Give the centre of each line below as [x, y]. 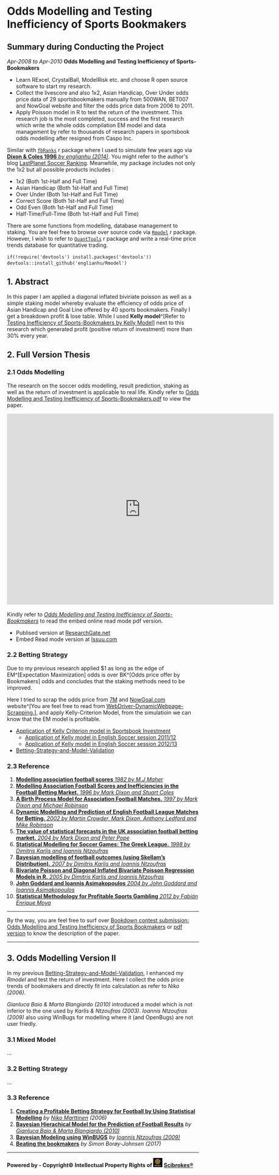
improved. [19, 687]
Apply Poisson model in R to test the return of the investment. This [99, 112]
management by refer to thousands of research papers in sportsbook [102, 132]
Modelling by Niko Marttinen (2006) [61, 1118]
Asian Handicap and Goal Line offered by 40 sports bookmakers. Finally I [99, 309]
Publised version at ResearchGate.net [63, 632]
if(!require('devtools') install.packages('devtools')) [79, 257]
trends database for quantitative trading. [58, 245]
